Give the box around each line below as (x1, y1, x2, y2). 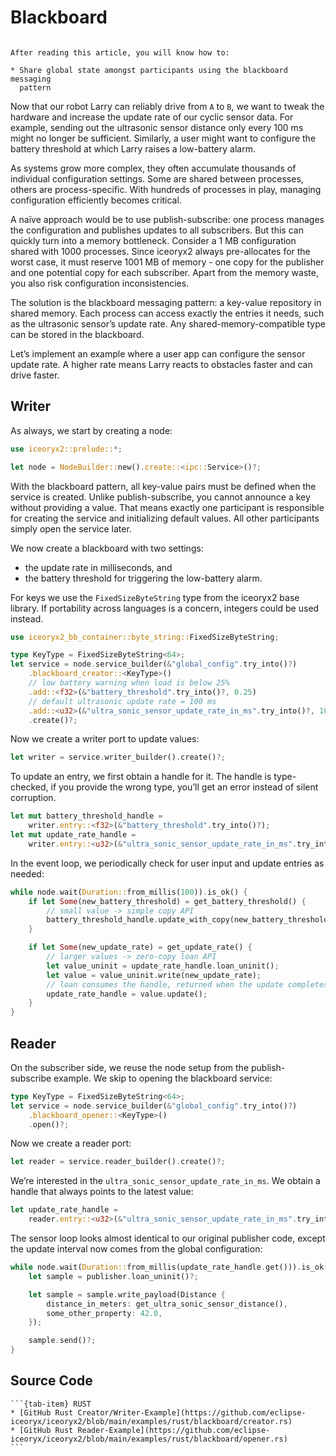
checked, (10, 781, 49, 793)
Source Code (10, 1372, 93, 1390)
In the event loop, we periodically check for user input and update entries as (10, 857, 325, 869)
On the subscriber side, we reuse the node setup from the (10, 1061, 250, 1073)
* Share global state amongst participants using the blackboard (10, 65, 288, 75)
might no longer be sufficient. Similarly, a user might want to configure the (10, 132, 317, 144)
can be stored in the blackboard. (10, 328, 145, 340)
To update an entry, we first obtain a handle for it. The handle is (10, 771, 272, 783)
